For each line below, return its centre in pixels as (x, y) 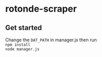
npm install (18, 45)
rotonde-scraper (41, 9)
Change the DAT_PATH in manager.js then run (51, 40)
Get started (24, 28)
